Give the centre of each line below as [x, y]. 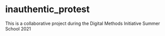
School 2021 [18, 28]
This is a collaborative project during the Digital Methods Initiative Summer [83, 23]
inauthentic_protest [47, 9]
